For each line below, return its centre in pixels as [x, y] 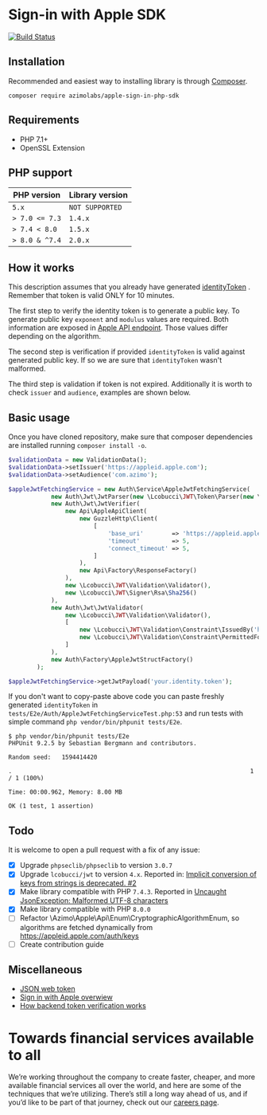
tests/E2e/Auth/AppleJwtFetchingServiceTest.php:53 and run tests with [126, 713]
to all [25, 1055]
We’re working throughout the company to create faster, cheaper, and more [132, 1077]
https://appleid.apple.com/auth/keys [79, 936]
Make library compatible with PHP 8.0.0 [85, 909]
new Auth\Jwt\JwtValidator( [97, 607]
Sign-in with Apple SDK [87, 15]
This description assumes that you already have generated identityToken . [129, 287]
